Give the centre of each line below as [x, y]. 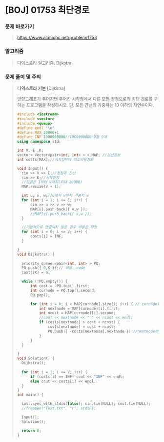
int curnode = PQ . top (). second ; [63, 290]
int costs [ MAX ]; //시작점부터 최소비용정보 [55, 159]
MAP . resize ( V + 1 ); [41, 187]
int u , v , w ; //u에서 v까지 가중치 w [55, 196]
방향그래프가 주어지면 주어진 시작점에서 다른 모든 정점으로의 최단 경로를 [85, 99]
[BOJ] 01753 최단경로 [47, 10]
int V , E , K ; [30, 151]
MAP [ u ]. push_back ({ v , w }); [59, 209]
